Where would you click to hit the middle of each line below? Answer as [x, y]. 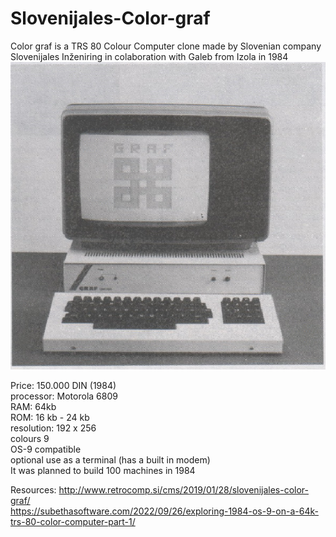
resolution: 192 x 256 [53, 428]
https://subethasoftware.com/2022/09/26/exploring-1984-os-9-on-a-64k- [164, 511]
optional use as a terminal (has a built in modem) [110, 459]
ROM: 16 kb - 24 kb [50, 417]
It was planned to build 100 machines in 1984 [103, 470]
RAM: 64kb [33, 406]
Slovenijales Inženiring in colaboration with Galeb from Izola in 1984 [149, 56]
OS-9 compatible [46, 449]
